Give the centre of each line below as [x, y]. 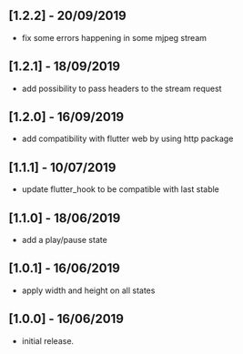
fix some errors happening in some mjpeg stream [114, 37]
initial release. [48, 340]
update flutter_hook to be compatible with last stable [121, 189]
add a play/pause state [65, 240]
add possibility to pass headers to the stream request [121, 88]
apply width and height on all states [88, 290]
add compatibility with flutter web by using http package [127, 139]
